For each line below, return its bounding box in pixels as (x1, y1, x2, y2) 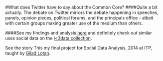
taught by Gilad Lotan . (5, 50, 51, 56)
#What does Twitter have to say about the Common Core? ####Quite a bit (5, 4, 158, 10)
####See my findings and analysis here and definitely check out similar (5, 30, 152, 35)
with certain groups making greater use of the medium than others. (5, 20, 143, 26)
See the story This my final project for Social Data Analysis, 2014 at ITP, (5, 45, 153, 50)
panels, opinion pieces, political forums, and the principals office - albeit (5, 15, 154, 20)
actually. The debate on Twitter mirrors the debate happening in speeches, (5, 9, 159, 15)
